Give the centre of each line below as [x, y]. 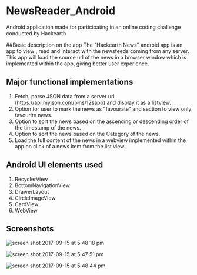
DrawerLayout [32, 191]
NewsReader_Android [61, 11]
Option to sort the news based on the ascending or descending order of [102, 121]
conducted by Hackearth [36, 33]
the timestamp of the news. [48, 127]
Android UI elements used [55, 165]
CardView [26, 204]
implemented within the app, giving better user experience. [78, 64]
